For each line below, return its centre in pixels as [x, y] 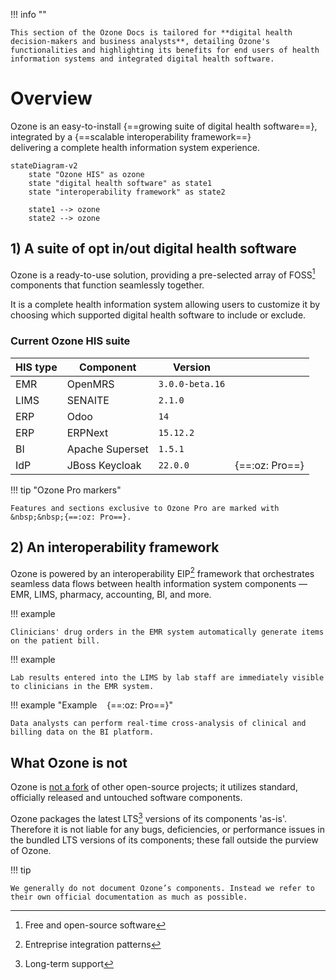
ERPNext [87, 432]
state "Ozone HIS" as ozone [86, 174]
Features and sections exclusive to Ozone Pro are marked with [145, 508]
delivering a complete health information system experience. [135, 147]
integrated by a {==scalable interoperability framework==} [131, 136]
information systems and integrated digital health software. [142, 59]
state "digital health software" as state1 [120, 183]
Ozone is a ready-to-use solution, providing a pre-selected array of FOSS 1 [163, 274]
